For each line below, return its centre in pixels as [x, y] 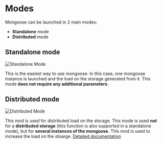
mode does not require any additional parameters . [57, 84]
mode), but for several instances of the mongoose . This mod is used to [78, 131]
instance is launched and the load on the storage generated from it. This [78, 78]
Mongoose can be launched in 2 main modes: [51, 22]
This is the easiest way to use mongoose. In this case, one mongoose [75, 73]
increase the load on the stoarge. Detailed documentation [63, 136]
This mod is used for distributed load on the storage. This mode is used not [81, 120]
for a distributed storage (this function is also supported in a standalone [78, 126]
